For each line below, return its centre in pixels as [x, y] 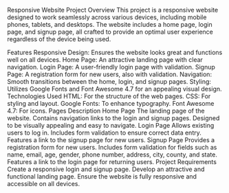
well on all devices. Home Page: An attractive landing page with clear [105, 60]
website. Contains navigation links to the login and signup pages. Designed [113, 118]
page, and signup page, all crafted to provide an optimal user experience [110, 32]
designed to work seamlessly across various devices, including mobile [107, 17]
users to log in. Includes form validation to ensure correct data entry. [104, 133]
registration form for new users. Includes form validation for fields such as [112, 147]
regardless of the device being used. [59, 39]
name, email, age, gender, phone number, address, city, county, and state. [112, 155]
